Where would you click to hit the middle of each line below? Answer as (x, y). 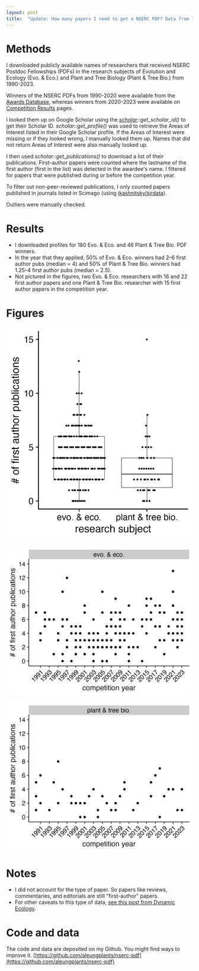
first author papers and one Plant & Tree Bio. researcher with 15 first (97, 283)
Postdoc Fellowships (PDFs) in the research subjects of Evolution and (91, 72)
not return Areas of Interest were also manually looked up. (77, 145)
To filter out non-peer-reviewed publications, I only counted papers (88, 187)
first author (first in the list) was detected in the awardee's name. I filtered (96, 169)
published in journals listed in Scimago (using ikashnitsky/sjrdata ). (86, 193)
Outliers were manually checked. (46, 205)
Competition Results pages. (40, 108)
